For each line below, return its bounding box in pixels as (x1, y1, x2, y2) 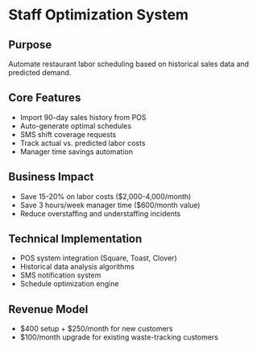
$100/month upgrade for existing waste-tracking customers (19, 332, 219, 342)
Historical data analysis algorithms (19, 262, 135, 272)
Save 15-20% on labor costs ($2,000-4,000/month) (19, 191, 192, 201)
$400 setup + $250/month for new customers (19, 324, 173, 334)
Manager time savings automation (19, 147, 133, 156)
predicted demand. (8, 68, 72, 77)
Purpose (8, 38, 52, 52)
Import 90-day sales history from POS (19, 112, 147, 122)
